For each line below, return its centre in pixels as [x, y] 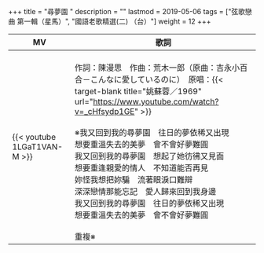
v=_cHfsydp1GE [104, 111]
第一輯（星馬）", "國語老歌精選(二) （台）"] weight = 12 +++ [114, 21]
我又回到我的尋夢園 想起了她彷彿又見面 [149, 156]
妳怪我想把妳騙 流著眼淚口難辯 [134, 180]
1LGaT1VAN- [37, 147]
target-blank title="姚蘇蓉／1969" [138, 91]
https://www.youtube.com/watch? [156, 102]
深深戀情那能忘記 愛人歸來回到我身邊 [145, 191]
